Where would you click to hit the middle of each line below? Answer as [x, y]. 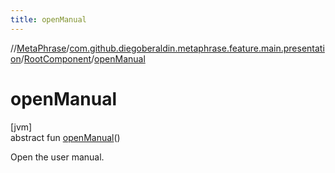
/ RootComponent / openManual [83, 58]
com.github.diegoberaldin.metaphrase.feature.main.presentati [197, 48]
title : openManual [48, 19]
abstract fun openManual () [65, 137]
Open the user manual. [57, 157]
